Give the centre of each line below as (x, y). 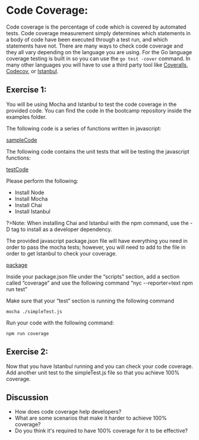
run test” (17, 289)
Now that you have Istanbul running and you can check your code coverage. (99, 366)
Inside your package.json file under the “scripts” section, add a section (93, 276)
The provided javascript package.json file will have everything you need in (97, 241)
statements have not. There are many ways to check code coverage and (95, 46)
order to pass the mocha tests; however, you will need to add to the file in (96, 247)
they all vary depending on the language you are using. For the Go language (99, 52)
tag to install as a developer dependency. (62, 229)
